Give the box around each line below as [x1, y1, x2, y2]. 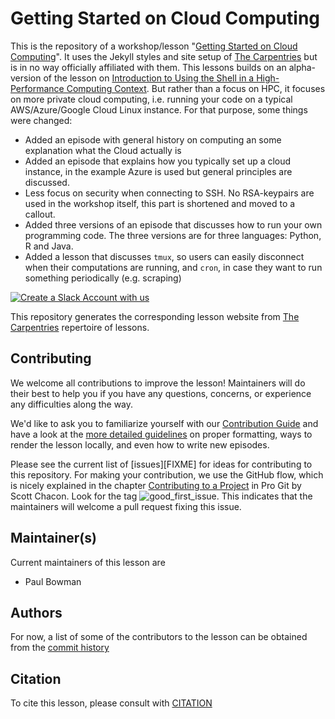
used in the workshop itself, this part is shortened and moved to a [24, 197, 296, 209]
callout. [24, 208, 56, 220]
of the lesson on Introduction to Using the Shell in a [43, 72, 255, 84]
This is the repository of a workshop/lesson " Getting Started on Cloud [10, 40, 298, 52]
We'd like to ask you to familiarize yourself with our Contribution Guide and [10, 417, 319, 429]
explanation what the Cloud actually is [24, 144, 182, 156]
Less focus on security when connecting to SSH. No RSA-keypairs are [24, 187, 315, 199]
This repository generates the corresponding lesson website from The [10, 310, 300, 322]
